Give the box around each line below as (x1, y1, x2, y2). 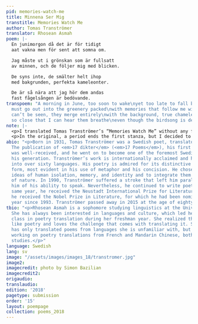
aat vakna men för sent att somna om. (11, 47, 107, 53)
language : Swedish (6, 243, 51, 249)
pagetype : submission (6, 292, 60, 298)
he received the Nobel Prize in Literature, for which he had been (11, 194, 181, 200)
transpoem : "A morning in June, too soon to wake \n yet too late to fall (6, 101, 189, 107)
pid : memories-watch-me (6, 8, 65, 15)
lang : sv (6, 249, 28, 254)
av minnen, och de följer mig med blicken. (11, 63, 120, 69)
